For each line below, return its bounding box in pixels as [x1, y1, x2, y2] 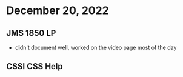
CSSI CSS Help [6, 61, 64, 72]
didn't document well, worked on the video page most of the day [15, 44, 177, 51]
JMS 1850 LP [6, 28, 56, 38]
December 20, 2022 [6, 4, 109, 18]
